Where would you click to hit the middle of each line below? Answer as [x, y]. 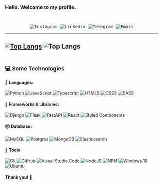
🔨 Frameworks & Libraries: [32, 104]
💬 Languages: [19, 82]
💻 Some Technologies [35, 69]
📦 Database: [19, 126]
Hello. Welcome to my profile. [41, 7]
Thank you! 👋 [19, 177]
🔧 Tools [13, 150]
